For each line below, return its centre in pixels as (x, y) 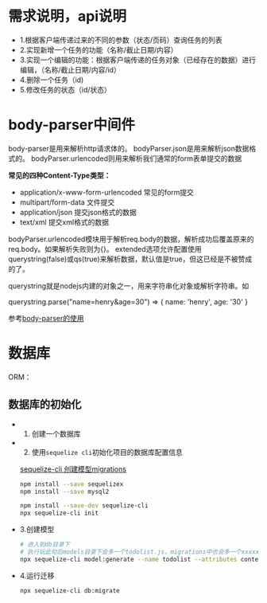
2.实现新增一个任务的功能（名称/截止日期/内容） (99, 49)
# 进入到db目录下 (44, 545)
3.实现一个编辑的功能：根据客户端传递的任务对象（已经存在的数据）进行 (138, 60)
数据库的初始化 (45, 404)
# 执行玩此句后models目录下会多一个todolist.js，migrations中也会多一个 (131, 552)
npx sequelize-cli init (59, 513)
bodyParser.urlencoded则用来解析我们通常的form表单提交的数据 (136, 158)
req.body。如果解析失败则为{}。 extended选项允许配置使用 (105, 249)
